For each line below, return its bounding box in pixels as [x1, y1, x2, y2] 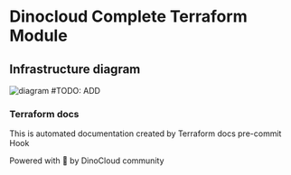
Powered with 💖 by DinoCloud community [9, 155, 164, 166]
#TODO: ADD [51, 86, 101, 96]
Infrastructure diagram [9, 61, 141, 77]
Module [9, 25, 68, 46]
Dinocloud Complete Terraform [9, 6, 248, 27]
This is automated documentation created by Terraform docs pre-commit [9, 128, 282, 139]
